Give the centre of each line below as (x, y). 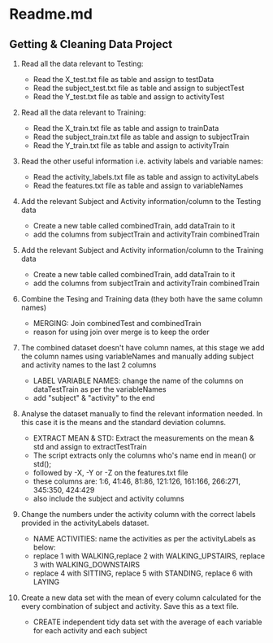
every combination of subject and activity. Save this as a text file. (130, 606)
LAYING (46, 582)
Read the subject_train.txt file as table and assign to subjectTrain (141, 137)
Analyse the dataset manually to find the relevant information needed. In (142, 414)
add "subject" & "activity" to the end (94, 398)
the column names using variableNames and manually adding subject (137, 356)
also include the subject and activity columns (109, 498)
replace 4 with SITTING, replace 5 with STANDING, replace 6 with (143, 573)
